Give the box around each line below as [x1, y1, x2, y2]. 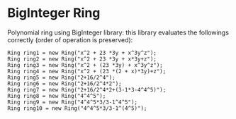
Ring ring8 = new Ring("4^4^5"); [7, 92, 106, 99]
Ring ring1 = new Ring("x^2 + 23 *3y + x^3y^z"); [7, 49, 157, 56]
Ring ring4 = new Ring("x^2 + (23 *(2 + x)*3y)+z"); [7, 68, 167, 75]
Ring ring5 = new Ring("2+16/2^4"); [7, 74, 116, 81]
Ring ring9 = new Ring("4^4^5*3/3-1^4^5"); [7, 99, 138, 106]
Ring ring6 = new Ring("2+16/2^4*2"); [7, 80, 122, 87]
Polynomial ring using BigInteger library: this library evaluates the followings [7, 28, 229, 37]
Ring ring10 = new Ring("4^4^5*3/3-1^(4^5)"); [7, 104, 147, 112]
